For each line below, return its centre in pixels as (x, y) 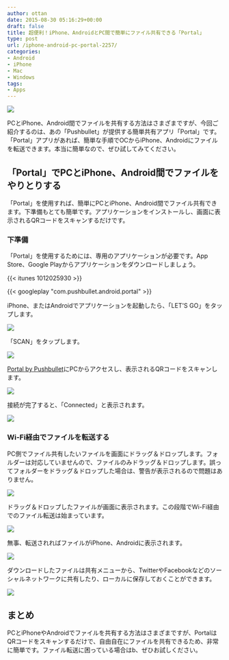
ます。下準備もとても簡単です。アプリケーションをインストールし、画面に (111, 211)
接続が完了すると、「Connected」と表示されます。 (78, 405)
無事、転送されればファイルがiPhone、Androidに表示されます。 (96, 543)
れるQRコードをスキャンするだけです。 (74, 220)
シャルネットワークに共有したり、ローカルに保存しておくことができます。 (111, 578)
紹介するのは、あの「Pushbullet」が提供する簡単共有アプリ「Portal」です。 (114, 132)
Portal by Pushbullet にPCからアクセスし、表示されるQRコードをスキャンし (112, 369)
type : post (23, 39)
